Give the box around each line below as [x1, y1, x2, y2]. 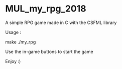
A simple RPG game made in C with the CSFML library [5, 19, 117, 25]
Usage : [5, 29, 22, 35]
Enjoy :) [5, 58, 21, 64]
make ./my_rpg [5, 38, 36, 45]
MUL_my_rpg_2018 [5, 3, 86, 14]
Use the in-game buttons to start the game [5, 48, 94, 54]
